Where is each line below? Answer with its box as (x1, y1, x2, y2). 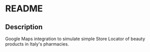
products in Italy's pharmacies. (5, 41, 69, 47)
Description (5, 23, 43, 31)
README (5, 3, 43, 14)
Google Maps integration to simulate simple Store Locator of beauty (5, 36, 145, 42)
